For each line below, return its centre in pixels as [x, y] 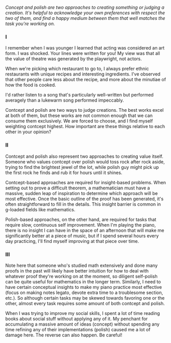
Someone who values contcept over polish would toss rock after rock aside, [85, 162]
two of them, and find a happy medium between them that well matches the [85, 18]
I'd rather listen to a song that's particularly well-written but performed [80, 95]
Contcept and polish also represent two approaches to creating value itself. [84, 156]
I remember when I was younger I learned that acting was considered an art [85, 48]
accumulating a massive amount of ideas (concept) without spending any [82, 324]
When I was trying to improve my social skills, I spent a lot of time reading [83, 313]
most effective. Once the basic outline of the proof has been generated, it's [84, 199]
